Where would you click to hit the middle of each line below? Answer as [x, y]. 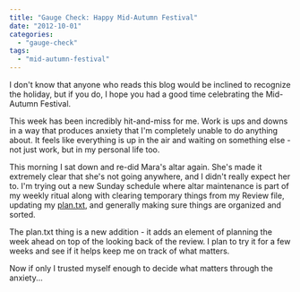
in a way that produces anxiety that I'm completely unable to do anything [144, 130]
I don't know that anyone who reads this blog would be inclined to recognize [150, 85]
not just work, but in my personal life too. [85, 150]
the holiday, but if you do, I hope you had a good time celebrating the [137, 94]
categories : [31, 34]
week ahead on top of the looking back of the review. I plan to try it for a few [150, 241]
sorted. [22, 215]
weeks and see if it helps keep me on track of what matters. [120, 251]
